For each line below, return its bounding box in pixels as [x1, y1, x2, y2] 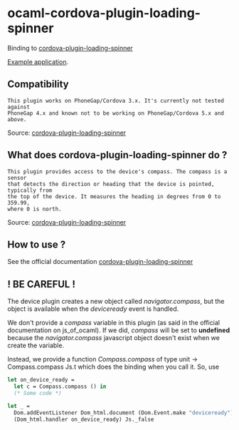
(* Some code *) [14, 389, 62, 396]
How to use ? [7, 238, 66, 250]
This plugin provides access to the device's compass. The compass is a [7, 168, 228, 175]
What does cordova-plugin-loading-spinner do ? [7, 149, 228, 161]
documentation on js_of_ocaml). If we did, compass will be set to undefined [7, 326, 230, 334]
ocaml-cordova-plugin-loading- [7, 5, 201, 21]
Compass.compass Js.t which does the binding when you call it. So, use [7, 362, 220, 372]
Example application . [7, 57, 69, 66]
